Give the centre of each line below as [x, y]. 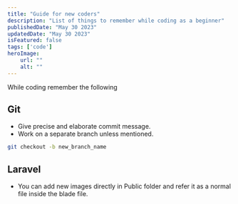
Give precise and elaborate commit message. [84, 127]
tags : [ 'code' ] [30, 47]
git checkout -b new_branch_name [57, 147]
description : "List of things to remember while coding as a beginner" [116, 21]
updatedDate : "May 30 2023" [49, 34]
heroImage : [24, 54]
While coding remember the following [62, 87]
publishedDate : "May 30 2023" [52, 27]
